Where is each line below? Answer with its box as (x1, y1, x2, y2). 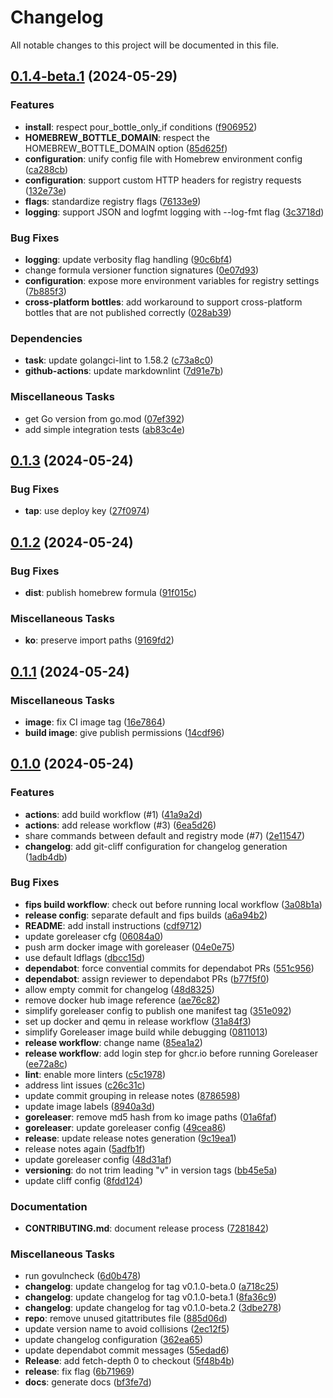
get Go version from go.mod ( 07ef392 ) (24, 412, 185, 425)
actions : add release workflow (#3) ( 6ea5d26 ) (24, 819, 217, 831)
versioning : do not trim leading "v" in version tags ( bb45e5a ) (24, 1164, 278, 1176)
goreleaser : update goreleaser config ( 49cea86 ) (24, 1121, 227, 1133)
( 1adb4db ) (24, 851, 68, 863)
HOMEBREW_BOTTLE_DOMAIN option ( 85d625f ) (24, 142, 228, 154)
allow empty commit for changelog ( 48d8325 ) (24, 983, 215, 995)
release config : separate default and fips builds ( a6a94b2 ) (24, 909, 268, 921)
